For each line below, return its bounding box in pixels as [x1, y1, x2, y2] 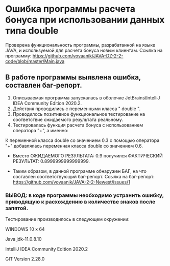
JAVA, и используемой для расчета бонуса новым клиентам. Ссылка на [5, 47, 163, 53]
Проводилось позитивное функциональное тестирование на [12, 111, 145, 117]
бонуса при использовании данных [5, 14, 165, 26]
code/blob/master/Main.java [5, 58, 65, 64]
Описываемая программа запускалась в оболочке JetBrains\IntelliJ [12, 94, 160, 100]
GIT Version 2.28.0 [5, 256, 45, 262]
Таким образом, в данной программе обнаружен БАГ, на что [12, 168, 147, 174]
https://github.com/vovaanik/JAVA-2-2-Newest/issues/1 [12, 179, 130, 185]
